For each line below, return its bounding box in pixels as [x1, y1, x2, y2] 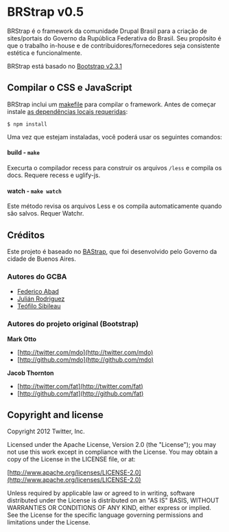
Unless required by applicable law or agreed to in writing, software [7, 489, 195, 498]
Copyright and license [7, 409, 104, 421]
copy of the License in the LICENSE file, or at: [7, 455, 136, 463]
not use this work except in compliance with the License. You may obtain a [7, 448, 218, 456]
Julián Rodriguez [16, 294, 65, 303]
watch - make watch [7, 187, 62, 195]
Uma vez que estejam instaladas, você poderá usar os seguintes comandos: [7, 132, 223, 141]
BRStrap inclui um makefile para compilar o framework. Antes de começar [7, 100, 217, 108]
